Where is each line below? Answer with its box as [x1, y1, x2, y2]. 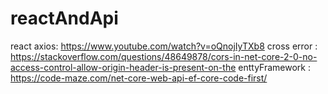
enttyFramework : [238, 61, 311, 73]
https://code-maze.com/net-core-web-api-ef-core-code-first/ [10, 72, 268, 84]
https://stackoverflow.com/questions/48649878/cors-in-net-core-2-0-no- [10, 50, 318, 62]
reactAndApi [10, 7, 119, 30]
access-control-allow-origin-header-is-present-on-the [10, 61, 237, 73]
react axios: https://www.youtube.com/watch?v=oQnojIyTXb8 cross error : [10, 40, 318, 52]
